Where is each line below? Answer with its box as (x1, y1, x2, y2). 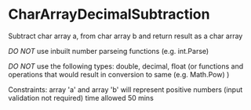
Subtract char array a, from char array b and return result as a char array (8, 31, 243, 41)
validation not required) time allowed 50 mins (8, 93, 155, 102)
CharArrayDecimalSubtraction (8, 5, 210, 23)
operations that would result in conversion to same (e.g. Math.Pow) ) (8, 69, 230, 79)
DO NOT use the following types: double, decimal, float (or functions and (8, 61, 244, 71)
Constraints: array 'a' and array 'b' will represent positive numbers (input (8, 84, 243, 94)
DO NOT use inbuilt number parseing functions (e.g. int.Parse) (8, 46, 209, 55)
